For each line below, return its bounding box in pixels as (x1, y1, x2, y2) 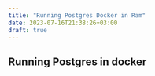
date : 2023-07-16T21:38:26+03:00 (8, 19, 118, 27)
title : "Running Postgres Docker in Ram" (8, 11, 146, 20)
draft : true (8, 26, 47, 34)
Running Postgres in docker (8, 55, 147, 68)
